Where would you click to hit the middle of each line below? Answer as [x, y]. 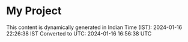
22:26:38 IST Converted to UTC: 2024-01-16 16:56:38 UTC [79, 33]
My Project [34, 11]
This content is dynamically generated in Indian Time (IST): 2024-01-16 [94, 27]
